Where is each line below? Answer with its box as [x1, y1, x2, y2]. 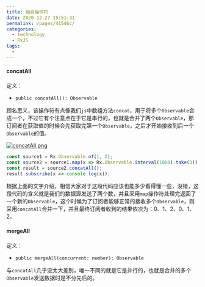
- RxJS [12, 37, 29, 43]
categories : [6, 26, 37, 32]
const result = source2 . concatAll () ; [6, 165, 103, 171]
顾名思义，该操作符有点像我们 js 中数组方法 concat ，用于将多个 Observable [6, 106, 189, 114]
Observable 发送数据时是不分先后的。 [6, 274, 98, 282]
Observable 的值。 [6, 129, 50, 137]
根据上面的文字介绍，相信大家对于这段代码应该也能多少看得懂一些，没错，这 [6, 183, 199, 190]
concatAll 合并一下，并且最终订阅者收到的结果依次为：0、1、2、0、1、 [17, 205, 195, 213]
